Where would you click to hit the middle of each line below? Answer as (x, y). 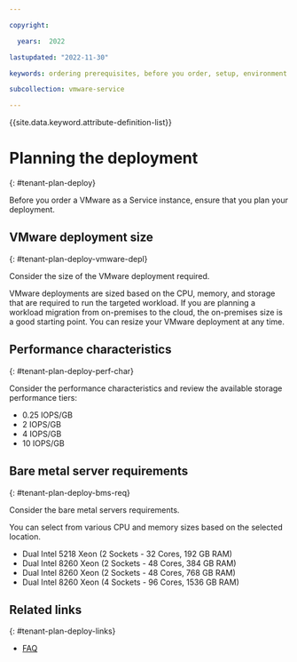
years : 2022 (41, 41)
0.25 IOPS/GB (47, 415)
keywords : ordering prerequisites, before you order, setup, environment (148, 73)
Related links (46, 610)
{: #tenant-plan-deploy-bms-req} (70, 492)
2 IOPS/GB (42, 424)
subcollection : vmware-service (67, 90)
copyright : (29, 25)
